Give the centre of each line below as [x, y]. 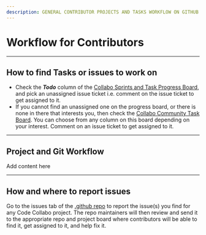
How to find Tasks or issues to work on [82, 72]
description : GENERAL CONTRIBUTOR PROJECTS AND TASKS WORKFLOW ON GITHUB [103, 12]
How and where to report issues [68, 191]
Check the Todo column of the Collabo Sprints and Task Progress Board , [107, 87]
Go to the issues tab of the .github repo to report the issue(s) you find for [98, 206]
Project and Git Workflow [55, 151]
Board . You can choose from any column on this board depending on [102, 120]
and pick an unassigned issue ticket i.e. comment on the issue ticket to [105, 94]
